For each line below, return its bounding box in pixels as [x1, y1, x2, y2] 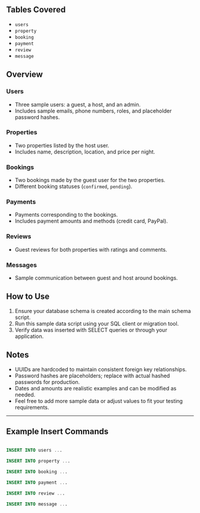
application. [14, 333, 44, 340]
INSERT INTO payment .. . [6, 480, 68, 486]
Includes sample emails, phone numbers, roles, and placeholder [14, 107, 172, 114]
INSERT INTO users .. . [6, 448, 62, 453]
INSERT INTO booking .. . [6, 469, 68, 475]
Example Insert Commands [6, 427, 109, 436]
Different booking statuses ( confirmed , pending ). [14, 183, 133, 190]
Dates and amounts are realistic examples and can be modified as [14, 384, 177, 392]
